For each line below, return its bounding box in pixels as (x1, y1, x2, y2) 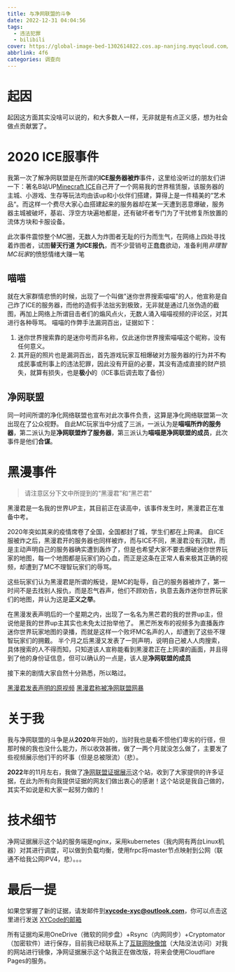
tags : (7, 23, 23, 30)
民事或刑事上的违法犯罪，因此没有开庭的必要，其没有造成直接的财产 (23, 359, 220, 368)
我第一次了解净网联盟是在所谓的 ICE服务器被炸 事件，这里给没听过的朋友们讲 (7, 173, 226, 182)
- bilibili (13, 36, 45, 44)
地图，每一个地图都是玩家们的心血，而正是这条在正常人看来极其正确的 (19, 554, 222, 562)
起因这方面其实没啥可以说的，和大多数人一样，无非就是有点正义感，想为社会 (7, 113, 228, 121)
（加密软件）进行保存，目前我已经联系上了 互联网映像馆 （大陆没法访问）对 (7, 939, 222, 947)
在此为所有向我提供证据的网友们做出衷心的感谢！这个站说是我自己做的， (19, 777, 228, 785)
